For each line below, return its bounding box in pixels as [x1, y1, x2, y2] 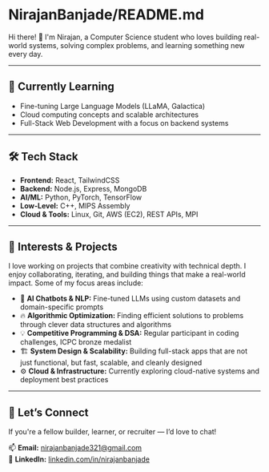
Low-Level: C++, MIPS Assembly [19, 200, 130, 210]
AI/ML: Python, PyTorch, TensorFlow [19, 192, 143, 202]
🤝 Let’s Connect [8, 405, 90, 419]
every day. [8, 49, 43, 58]
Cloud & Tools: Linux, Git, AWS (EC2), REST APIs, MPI [19, 209, 199, 219]
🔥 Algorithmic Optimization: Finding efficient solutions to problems [19, 311, 244, 321]
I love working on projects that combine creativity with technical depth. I [8, 261, 247, 271]
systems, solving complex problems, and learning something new [28, 40, 245, 50]
